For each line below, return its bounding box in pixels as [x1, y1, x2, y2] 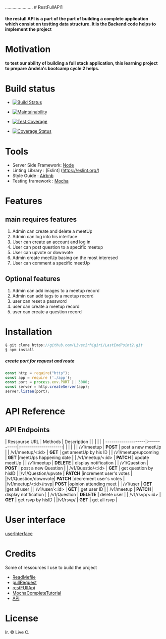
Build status [5, 83, 55, 94]
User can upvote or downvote [12, 250, 73, 256]
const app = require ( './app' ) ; [5, 375, 72, 380]
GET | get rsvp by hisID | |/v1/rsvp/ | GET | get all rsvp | [5, 497, 118, 503]
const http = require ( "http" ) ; [5, 370, 70, 375]
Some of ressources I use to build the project [5, 564, 97, 570]
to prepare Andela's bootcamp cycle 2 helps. [5, 66, 100, 72]
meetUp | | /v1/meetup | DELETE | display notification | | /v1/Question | [5, 460, 149, 466]
